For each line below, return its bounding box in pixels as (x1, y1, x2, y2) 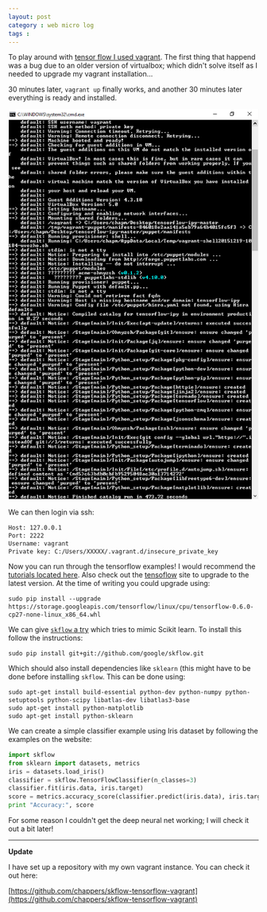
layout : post (8, 13, 52, 21)
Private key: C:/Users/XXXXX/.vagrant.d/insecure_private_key (8, 547, 219, 556)
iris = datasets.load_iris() (8, 767, 105, 775)
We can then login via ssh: (8, 507, 95, 517)
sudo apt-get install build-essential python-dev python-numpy (8, 688, 222, 696)
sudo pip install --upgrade (8, 595, 102, 603)
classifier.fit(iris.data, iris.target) (8, 784, 145, 793)
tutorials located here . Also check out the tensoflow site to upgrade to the (8, 569, 250, 580)
